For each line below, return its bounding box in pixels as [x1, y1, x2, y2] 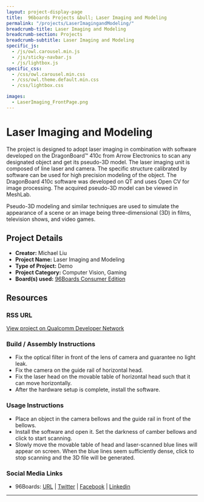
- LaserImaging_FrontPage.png [12, 99, 88, 105]
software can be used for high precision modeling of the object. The [6, 171, 177, 178]
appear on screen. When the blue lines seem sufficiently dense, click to [15, 447, 194, 455]
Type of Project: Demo [15, 262, 73, 270]
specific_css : [6, 65, 42, 72]
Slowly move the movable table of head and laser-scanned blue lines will [15, 441, 197, 448]
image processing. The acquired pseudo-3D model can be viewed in [6, 184, 178, 192]
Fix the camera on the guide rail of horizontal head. [15, 366, 143, 374]
